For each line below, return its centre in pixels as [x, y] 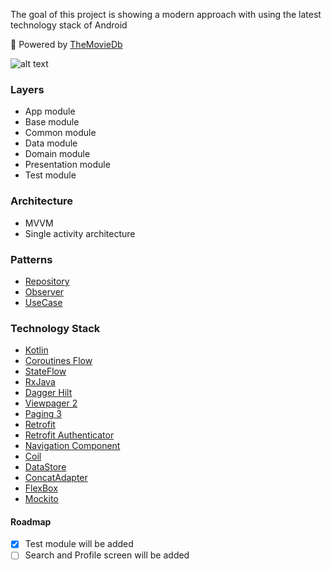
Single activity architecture [80, 233]
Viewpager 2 [51, 403]
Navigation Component [72, 446]
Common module [60, 133]
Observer [44, 291]
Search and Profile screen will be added [107, 555]
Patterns [31, 259]
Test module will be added [79, 544]
